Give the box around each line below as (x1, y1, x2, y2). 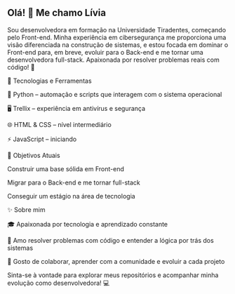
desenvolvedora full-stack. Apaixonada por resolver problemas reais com (7, 55, 220, 64)
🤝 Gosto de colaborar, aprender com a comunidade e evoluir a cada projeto (7, 257, 225, 265)
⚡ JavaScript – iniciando (7, 135, 77, 143)
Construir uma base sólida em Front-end (7, 164, 125, 173)
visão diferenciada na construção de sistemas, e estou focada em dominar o (7, 40, 229, 49)
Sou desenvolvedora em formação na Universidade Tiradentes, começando (7, 25, 227, 34)
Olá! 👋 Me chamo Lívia (7, 7, 107, 19)
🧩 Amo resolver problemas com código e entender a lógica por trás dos (7, 236, 214, 244)
